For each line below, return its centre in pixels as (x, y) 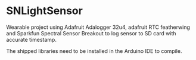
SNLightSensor (45, 11)
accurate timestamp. (31, 39)
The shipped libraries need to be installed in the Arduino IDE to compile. (94, 51)
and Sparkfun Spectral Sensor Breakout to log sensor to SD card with (91, 33)
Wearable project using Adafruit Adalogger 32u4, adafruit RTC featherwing (98, 27)
